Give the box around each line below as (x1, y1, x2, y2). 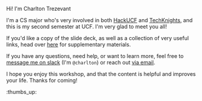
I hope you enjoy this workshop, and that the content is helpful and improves (6, 71, 196, 77)
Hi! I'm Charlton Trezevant (6, 5, 71, 12)
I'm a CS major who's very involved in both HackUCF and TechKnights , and (6, 17, 193, 23)
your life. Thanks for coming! (6, 77, 78, 84)
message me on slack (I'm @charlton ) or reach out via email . (6, 59, 156, 66)
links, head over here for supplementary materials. (6, 41, 131, 48)
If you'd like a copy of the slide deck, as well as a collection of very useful (6, 35, 189, 41)
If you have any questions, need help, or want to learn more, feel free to (6, 53, 184, 59)
